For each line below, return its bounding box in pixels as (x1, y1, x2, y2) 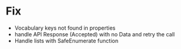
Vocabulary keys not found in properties (14, 24, 116, 31)
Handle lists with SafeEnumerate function (14, 37, 119, 44)
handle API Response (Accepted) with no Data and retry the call (14, 30, 175, 38)
